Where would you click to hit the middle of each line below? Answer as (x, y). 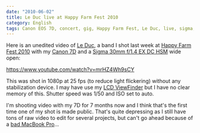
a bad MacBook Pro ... (33, 124)
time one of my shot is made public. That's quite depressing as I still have (96, 112)
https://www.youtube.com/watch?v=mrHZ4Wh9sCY (71, 70)
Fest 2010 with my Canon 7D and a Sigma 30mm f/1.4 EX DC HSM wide (94, 52)
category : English (29, 23)
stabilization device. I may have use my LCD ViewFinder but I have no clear (98, 88)
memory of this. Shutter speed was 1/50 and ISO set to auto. (80, 94)
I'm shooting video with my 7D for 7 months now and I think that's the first (97, 106)
